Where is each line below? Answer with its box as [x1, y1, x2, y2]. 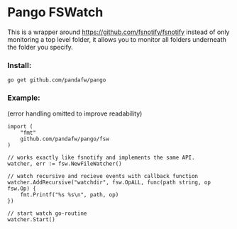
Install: [7, 60, 32, 70]
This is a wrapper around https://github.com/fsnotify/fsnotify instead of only [7, 28, 230, 36]
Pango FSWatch [7, 4, 104, 21]
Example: [7, 93, 40, 103]
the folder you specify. [7, 43, 73, 51]
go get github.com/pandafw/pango [7, 77, 106, 84]
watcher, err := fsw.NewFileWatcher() [7, 160, 122, 167]
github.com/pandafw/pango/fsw [20, 135, 110, 143]
